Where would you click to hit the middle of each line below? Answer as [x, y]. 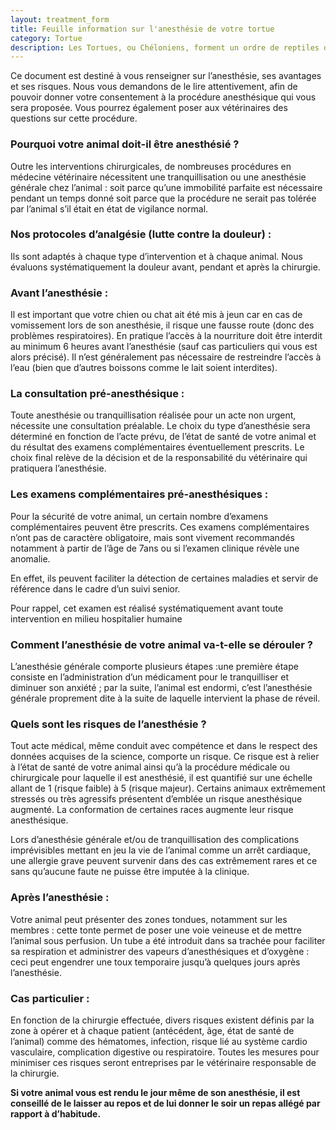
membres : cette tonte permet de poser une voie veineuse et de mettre [156, 930]
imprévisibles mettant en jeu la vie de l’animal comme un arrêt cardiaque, [161, 850]
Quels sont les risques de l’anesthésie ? [108, 724]
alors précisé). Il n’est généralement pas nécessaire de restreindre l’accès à [166, 357]
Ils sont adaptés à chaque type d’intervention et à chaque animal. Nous [156, 256]
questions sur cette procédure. [74, 118]
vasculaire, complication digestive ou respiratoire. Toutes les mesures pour [165, 1052]
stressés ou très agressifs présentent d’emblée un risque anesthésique [156, 799]
